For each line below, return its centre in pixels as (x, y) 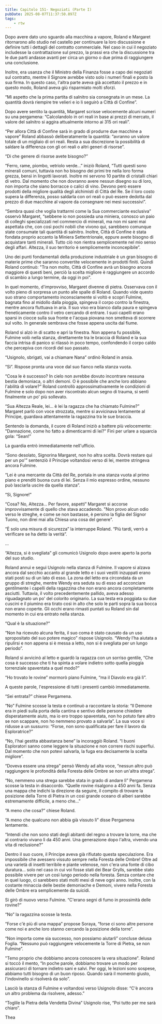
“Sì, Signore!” (18, 495)
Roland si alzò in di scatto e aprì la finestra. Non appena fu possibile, (73, 332)
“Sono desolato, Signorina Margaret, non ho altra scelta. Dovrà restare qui (79, 455)
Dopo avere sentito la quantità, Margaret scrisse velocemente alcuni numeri (80, 112)
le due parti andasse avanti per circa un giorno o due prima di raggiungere (79, 58)
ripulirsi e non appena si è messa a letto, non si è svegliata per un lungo (76, 643)
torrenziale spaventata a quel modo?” (42, 668)
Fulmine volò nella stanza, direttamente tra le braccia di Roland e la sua (76, 338)
